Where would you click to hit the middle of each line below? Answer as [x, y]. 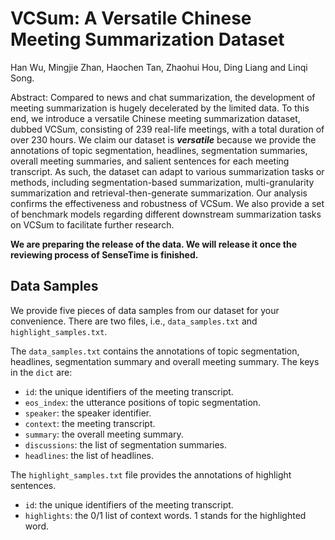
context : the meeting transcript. [90, 423]
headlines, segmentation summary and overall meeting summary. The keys [165, 361]
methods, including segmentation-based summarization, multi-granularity [162, 182]
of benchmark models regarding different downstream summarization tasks [166, 214]
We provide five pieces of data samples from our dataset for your [145, 310]
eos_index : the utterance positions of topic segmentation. [143, 402]
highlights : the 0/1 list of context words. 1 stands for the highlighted [165, 515]
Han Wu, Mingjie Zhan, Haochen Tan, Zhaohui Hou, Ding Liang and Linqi [159, 67]
